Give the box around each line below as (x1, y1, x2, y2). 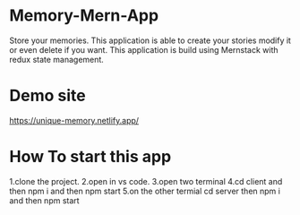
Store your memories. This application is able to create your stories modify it (9, 35, 291, 46)
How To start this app (9, 147, 172, 167)
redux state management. (9, 54, 105, 64)
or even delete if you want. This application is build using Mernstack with (9, 44, 279, 55)
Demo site (9, 86, 87, 106)
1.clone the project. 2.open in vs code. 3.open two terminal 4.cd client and (9, 176, 283, 186)
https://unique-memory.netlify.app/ (9, 115, 140, 125)
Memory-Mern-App (9, 5, 159, 26)
